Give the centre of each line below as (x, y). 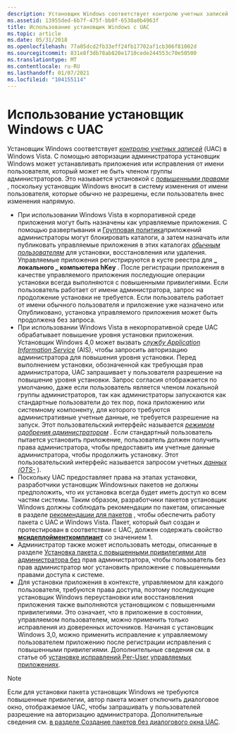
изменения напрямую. (41, 201)
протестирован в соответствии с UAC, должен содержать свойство (120, 530)
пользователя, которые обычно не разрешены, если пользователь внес (116, 194)
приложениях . (39, 665)
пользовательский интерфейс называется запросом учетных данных (122, 462)
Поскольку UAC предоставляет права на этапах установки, (107, 478)
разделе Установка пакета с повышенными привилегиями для (112, 552)
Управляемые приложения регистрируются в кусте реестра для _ (117, 260)
